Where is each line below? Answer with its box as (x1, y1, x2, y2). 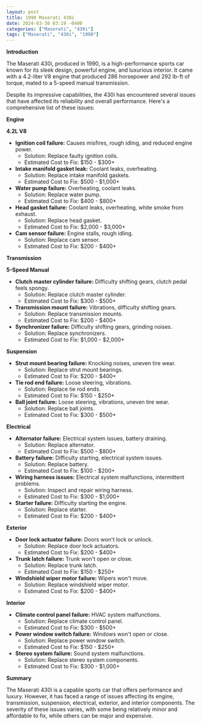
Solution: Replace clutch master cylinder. (24, 291, 126, 298)
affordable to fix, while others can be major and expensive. (6, 712, 153, 720)
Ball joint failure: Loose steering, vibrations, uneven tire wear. (15, 399, 170, 406)
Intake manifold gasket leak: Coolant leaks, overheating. (15, 165, 158, 173)
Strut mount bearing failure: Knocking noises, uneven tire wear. (15, 360, 176, 367)
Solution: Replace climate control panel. (24, 617, 124, 625)
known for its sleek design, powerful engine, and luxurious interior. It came (6, 66, 193, 74)
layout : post (6, 9, 39, 15)
